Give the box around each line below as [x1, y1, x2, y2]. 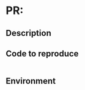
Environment [6, 75, 56, 86]
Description [6, 28, 51, 38]
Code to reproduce [6, 48, 79, 58]
